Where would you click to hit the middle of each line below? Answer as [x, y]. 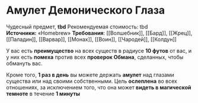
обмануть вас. [24, 63]
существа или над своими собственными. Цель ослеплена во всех [92, 81]
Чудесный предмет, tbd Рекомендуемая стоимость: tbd [77, 27]
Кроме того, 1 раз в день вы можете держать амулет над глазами [90, 75]
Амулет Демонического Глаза [85, 10]
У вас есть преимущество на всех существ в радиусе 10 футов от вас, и [99, 50]
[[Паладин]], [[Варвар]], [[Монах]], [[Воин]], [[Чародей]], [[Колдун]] [91, 39]
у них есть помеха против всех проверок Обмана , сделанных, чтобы [95, 57]
